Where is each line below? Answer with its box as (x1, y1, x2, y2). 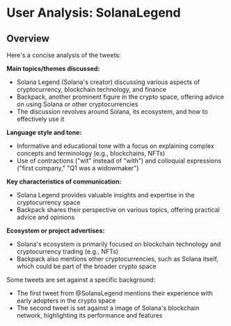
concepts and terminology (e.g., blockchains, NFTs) (16, 149, 166, 157)
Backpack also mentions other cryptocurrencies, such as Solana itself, (16, 255, 218, 263)
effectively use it (16, 115, 65, 123)
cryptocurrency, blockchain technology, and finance (16, 85, 167, 93)
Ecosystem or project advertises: (6, 227, 105, 234)
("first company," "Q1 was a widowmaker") (16, 164, 139, 172)
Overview (6, 33, 50, 44)
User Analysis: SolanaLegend (6, 5, 182, 21)
